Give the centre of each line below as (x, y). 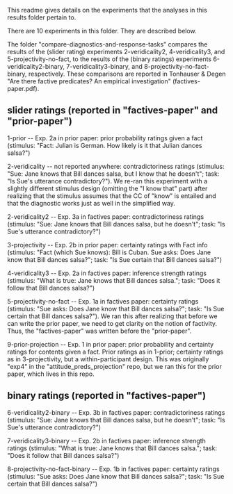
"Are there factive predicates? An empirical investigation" (89, 81)
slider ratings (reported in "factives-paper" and (112, 110)
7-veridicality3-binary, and (104, 66)
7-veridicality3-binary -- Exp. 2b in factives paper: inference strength (107, 441)
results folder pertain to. (42, 17)
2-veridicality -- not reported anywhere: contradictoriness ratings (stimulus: (116, 166)
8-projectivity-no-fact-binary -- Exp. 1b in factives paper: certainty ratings (114, 469)
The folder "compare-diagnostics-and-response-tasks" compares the (107, 44)
